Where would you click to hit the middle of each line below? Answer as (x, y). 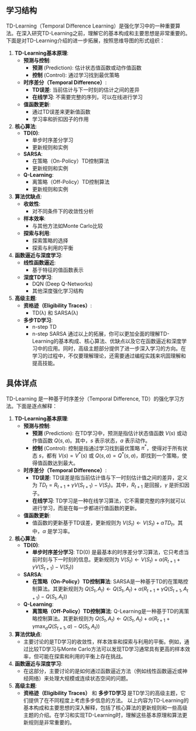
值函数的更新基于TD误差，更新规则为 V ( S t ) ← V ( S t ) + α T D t (102, 523)
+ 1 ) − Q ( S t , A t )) (49, 597)
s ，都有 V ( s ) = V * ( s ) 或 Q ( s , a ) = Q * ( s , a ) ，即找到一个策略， (111, 455)
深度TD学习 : (38, 277)
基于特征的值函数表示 (58, 270)
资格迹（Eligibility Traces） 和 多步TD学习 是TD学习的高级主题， (102, 693)
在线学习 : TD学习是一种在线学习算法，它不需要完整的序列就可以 (109, 500)
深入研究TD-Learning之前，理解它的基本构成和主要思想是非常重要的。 (106, 33)
